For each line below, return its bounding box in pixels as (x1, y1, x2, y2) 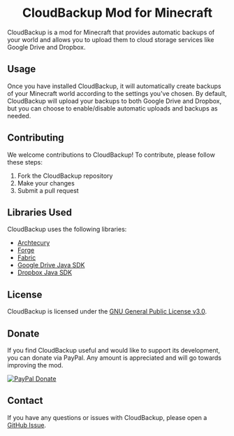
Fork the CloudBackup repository (17, 171, 113, 180)
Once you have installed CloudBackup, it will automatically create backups (7, 82, 221, 90)
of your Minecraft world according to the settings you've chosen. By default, (7, 89, 227, 97)
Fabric (17, 253, 36, 262)
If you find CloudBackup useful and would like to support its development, (7, 346, 221, 354)
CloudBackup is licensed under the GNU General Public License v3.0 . (7, 307, 207, 316)
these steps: (7, 157, 43, 166)
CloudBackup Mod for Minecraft (22, 5, 213, 21)
